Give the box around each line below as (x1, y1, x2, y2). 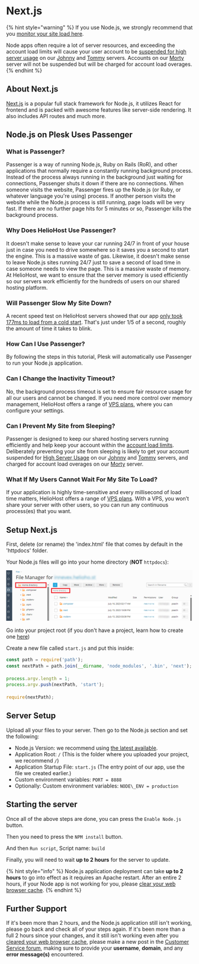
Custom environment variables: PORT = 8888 (14, 776, 122, 783)
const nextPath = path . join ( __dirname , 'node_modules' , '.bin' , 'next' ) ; (6, 663, 192, 669)
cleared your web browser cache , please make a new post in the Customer (6, 938, 190, 946)
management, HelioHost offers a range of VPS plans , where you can (6, 400, 173, 407)
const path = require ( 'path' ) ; (6, 656, 84, 663)
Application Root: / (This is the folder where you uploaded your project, (14, 750, 190, 758)
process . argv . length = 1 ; (6, 675, 70, 681)
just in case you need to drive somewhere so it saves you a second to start (6, 246, 189, 253)
